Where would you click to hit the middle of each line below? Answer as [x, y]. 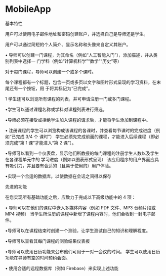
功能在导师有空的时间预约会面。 [38, 258]
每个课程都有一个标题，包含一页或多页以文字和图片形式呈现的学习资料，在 [81, 82]
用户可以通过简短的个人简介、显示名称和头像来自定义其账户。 [68, 44]
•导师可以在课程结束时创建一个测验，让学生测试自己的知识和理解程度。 [78, 230]
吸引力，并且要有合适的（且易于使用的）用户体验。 [61, 165]
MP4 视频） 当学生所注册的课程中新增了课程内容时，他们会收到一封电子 [78, 214]
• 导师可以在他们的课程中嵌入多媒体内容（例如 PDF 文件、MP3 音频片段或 [81, 207]
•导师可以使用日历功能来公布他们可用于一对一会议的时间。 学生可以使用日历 [83, 251]
